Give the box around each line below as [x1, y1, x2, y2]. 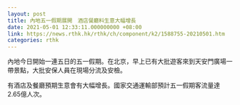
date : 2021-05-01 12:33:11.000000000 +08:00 [7, 23, 142, 31]
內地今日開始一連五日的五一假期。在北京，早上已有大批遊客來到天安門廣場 [7, 57, 226, 66]
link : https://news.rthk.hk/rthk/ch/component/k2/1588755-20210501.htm [7, 30, 225, 38]
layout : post [7, 10, 46, 18]
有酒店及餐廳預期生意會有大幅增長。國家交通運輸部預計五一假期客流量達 [7, 81, 220, 89]
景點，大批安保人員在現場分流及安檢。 [13, 66, 126, 74]
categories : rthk [7, 37, 59, 44]
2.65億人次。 [7, 90, 46, 99]
